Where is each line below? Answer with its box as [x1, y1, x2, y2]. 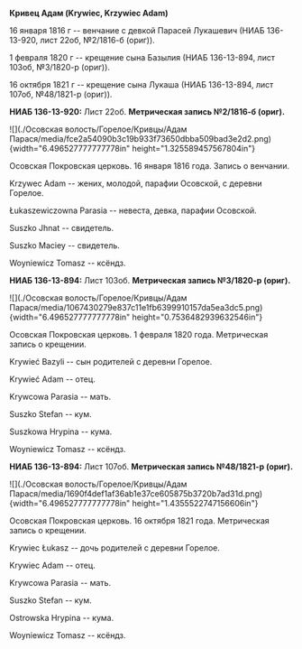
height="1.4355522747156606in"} [132, 498, 259, 508]
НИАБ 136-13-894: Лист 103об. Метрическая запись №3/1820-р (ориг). [9, 275, 291, 285]
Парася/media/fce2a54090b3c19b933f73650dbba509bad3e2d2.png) [9, 134, 272, 144]
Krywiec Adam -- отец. [9, 560, 96, 570]
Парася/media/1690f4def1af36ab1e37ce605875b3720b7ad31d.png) [9, 488, 263, 499]
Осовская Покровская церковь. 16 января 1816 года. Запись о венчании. [9, 161, 290, 171]
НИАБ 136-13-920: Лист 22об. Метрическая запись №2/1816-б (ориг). [9, 107, 286, 116]
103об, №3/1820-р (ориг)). [9, 62, 111, 72]
